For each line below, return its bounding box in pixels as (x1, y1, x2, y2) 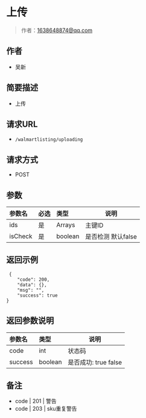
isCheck (9, 232, 33, 240)
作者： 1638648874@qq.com (21, 27, 93, 34)
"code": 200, (17, 276, 50, 283)
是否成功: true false (68, 358, 122, 366)
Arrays (56, 221, 75, 229)
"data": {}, (17, 281, 47, 288)
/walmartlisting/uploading (14, 137, 83, 143)
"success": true (17, 292, 59, 298)
